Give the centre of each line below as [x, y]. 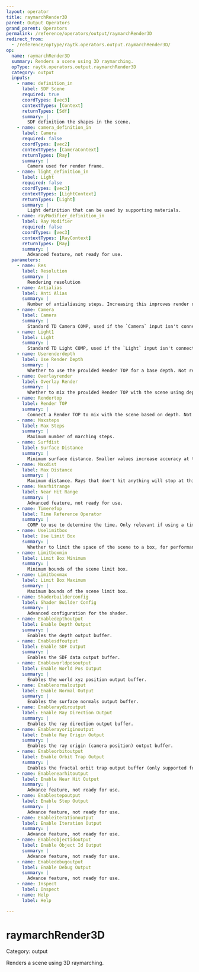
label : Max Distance [47, 470]
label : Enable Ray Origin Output [63, 735]
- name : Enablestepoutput [49, 796]
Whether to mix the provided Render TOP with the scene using [106, 392]
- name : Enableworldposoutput [54, 663]
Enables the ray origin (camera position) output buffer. [100, 746]
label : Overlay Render [50, 381]
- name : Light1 [36, 332]
